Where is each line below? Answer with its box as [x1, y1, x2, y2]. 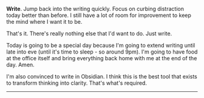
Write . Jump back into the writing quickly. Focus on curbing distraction [6, 5, 184, 12]
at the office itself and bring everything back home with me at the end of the [6, 55, 197, 61]
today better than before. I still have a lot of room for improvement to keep [6, 12, 191, 19]
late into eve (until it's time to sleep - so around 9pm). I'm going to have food [6, 48, 198, 55]
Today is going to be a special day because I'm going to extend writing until [6, 42, 195, 49]
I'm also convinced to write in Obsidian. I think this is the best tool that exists [6, 73, 197, 80]
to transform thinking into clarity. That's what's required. [6, 79, 148, 86]
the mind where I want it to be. [6, 18, 83, 25]
